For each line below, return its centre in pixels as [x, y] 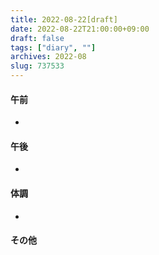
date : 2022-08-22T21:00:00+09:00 [80, 29]
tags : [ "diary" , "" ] [53, 47]
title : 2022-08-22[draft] [64, 19]
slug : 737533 [37, 66]
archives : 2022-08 [48, 57]
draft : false [37, 38]
